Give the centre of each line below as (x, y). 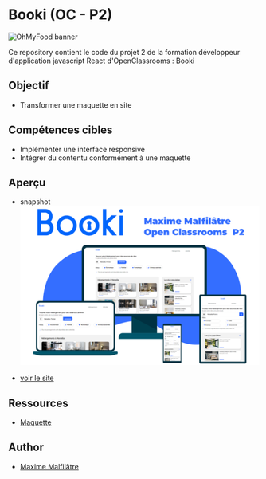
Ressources (39, 403)
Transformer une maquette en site (76, 104)
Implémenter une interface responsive (82, 149)
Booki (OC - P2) (61, 15)
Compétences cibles (61, 130)
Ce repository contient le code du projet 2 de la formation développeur (124, 52)
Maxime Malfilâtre (49, 466)
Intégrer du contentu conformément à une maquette (105, 158)
